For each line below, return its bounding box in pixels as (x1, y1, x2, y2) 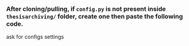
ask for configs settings (6, 33, 64, 41)
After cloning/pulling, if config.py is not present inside (6, 5, 166, 13)
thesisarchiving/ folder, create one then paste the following (6, 12, 183, 20)
